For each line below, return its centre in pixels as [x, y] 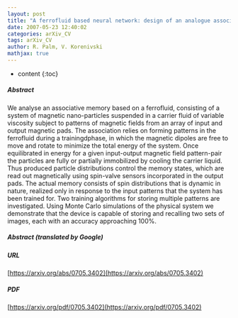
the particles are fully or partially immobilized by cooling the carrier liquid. [115, 160]
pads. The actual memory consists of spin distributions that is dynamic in [114, 183]
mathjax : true [28, 54]
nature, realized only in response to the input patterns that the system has [115, 191]
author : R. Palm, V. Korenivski [55, 47]
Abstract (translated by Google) [56, 237]
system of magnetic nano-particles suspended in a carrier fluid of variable [116, 115]
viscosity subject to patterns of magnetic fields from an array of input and [115, 123]
